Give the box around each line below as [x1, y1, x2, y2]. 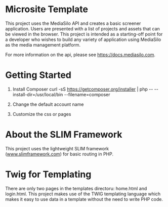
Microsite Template [5, 4, 89, 15]
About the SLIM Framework [5, 129, 122, 140]
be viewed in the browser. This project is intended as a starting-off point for [5, 31, 163, 37]
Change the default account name [12, 101, 84, 107]
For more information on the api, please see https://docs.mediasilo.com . [5, 52, 156, 58]
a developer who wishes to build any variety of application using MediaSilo [5, 36, 161, 43]
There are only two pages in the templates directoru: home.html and [5, 185, 147, 191]
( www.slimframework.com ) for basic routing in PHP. [5, 151, 114, 157]
